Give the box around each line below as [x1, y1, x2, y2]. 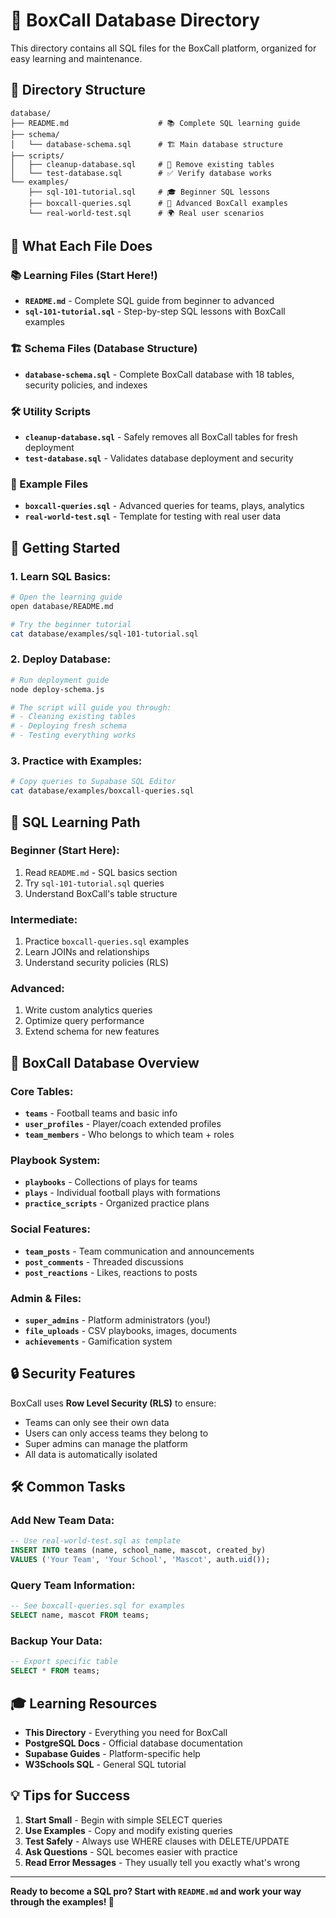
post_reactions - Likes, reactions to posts [24, 1266, 198, 1278]
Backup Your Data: [10, 1634, 103, 1648]
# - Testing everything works [10, 730, 137, 741]
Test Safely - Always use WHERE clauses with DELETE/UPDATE [24, 1835, 290, 1847]
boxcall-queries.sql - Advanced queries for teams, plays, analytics [24, 500, 305, 512]
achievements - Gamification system [24, 1335, 173, 1347]
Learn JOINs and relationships [24, 946, 150, 958]
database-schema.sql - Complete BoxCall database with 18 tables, [24, 368, 295, 380]
